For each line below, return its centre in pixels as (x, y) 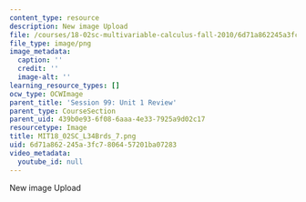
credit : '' (38, 69)
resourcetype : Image (49, 128)
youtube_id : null (51, 162)
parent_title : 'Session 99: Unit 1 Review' (93, 102)
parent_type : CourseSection (63, 111)
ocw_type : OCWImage (46, 94)
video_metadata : (40, 153)
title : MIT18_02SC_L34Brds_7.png (73, 136)
